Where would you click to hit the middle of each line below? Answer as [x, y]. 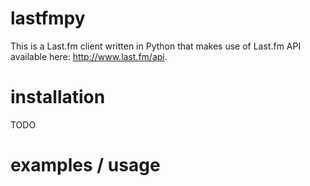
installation [58, 97]
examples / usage [85, 165]
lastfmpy [48, 18]
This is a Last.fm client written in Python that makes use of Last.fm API [156, 46]
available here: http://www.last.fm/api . [89, 56]
